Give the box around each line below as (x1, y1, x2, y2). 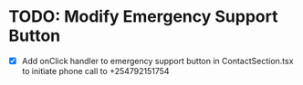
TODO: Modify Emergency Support (8, 6, 278, 27)
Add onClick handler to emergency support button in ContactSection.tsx (21, 55, 294, 66)
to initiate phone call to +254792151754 (21, 66, 170, 76)
